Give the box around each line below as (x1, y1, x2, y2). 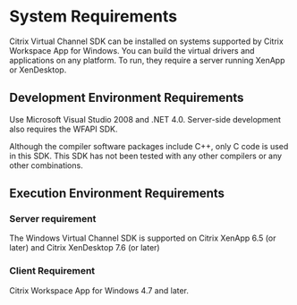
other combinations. (9, 159, 83, 171)
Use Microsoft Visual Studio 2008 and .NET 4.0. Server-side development (9, 114, 282, 124)
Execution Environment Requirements (9, 186, 225, 201)
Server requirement (9, 213, 97, 225)
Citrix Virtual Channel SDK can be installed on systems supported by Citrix (9, 36, 284, 47)
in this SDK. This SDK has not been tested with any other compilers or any (9, 150, 283, 161)
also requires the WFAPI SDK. (9, 123, 118, 134)
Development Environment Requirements (9, 90, 244, 106)
